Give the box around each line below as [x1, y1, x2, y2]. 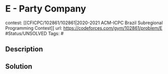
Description [5, 45, 43, 53]
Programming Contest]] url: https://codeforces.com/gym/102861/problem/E [5, 25, 163, 31]
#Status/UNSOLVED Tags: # [5, 30, 64, 36]
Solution [5, 62, 32, 70]
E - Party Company [5, 3, 87, 15]
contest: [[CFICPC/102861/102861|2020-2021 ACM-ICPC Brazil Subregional [5, 20, 163, 26]
